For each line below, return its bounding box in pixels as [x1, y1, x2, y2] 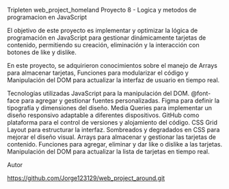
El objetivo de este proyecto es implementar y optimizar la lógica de [7, 27, 198, 34]
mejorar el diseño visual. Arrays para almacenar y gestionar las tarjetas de [7, 133, 217, 141]
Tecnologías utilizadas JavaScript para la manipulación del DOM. [7, 89, 190, 97]
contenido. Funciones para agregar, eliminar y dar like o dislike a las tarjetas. [7, 140, 223, 148]
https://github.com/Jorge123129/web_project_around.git [7, 174, 165, 182]
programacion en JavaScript [7, 13, 87, 21]
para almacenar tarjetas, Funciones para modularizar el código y [7, 68, 189, 77]
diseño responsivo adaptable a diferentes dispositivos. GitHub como [7, 111, 200, 119]
